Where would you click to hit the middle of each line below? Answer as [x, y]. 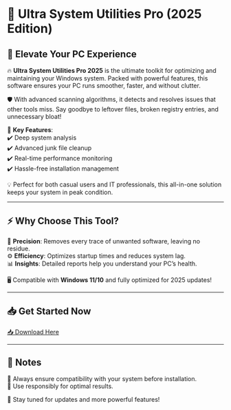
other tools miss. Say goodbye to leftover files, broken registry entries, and [113, 109]
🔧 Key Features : [30, 130]
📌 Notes [24, 363]
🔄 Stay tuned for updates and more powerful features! [84, 400]
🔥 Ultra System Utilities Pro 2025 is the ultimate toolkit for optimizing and [112, 71]
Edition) [30, 29]
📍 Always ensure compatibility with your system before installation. [102, 379]
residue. [19, 248]
